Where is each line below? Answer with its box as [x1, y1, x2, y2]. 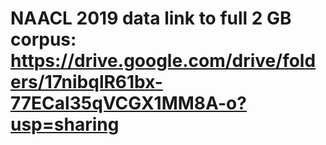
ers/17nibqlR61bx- [10, 71, 163, 94]
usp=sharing [10, 113, 120, 136]
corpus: [10, 28, 77, 51]
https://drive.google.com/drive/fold [10, 50, 317, 72]
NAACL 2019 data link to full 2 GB [10, 7, 292, 30]
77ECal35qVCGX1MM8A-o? [10, 92, 247, 115]
